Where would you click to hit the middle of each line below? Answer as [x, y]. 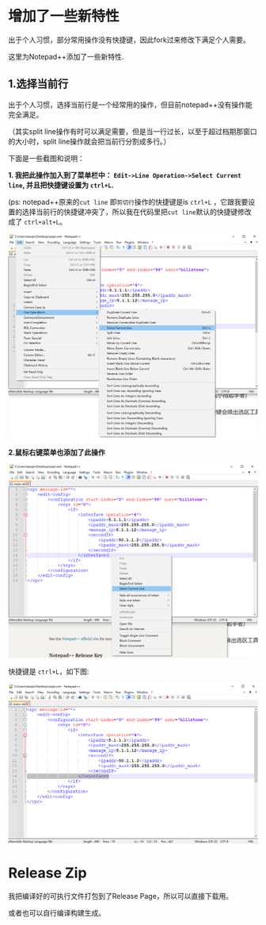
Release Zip [47, 873]
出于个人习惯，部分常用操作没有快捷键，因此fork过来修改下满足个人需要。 [129, 40]
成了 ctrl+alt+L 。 [38, 221]
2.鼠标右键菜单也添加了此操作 [57, 452]
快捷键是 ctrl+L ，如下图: [49, 672]
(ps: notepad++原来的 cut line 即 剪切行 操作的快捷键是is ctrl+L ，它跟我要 [128, 202]
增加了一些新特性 [64, 16]
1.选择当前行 [38, 84]
